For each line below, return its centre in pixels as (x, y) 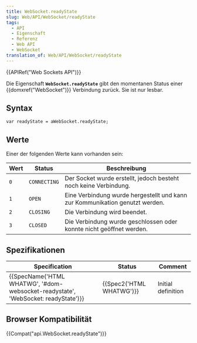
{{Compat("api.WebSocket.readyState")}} (56, 334)
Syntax (19, 109)
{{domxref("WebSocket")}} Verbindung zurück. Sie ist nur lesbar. (85, 89)
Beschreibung (126, 168)
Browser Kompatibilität (49, 319)
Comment (173, 267)
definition (171, 291)
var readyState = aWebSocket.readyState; (57, 122)
